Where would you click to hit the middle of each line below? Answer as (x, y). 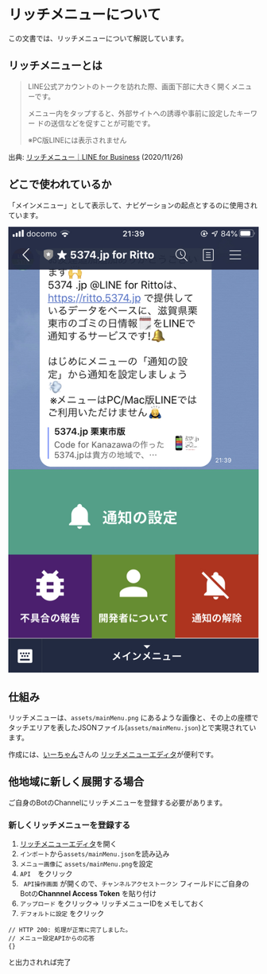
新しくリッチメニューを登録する (70, 825)
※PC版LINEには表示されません (77, 140)
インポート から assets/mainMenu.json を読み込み (95, 854)
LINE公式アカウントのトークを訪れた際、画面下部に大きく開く (130, 86)
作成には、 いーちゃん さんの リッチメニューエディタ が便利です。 (113, 754)
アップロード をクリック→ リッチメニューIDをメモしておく (112, 904)
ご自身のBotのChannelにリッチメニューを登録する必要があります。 (118, 802)
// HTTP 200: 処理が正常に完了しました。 (70, 930)
